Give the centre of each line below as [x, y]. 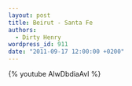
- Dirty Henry [38, 37]
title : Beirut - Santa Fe [50, 23]
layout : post [29, 15]
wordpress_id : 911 [38, 45]
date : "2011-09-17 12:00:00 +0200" [66, 52]
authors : [22, 30]
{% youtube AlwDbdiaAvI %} [55, 74]
